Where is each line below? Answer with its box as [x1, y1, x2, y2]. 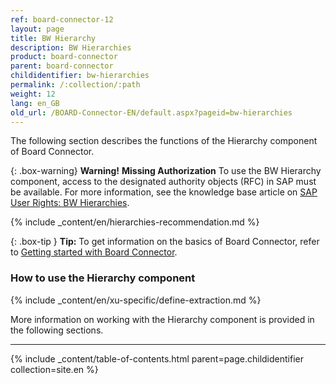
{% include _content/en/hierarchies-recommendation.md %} [10, 216, 260, 228]
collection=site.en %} [10, 363, 99, 375]
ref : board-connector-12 [10, 14, 114, 25]
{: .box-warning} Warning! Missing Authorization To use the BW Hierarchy [10, 165, 322, 177]
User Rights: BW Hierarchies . [10, 197, 130, 209]
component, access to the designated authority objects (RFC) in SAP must [10, 176, 317, 188]
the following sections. [10, 324, 104, 336]
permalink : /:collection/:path [10, 80, 141, 90]
